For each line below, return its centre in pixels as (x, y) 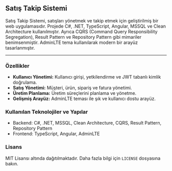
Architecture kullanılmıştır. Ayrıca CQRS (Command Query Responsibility (81, 31)
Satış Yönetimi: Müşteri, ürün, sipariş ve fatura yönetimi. (72, 88)
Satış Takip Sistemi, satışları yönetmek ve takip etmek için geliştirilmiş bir (82, 20)
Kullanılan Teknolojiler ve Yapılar (47, 112)
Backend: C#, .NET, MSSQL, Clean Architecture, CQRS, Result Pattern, (87, 123)
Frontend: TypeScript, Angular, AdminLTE (56, 134)
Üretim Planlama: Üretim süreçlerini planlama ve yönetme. (74, 93)
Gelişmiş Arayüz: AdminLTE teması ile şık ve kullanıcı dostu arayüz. (84, 99)
